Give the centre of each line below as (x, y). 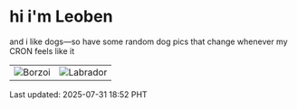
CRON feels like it (42, 50)
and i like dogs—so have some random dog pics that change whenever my (148, 41)
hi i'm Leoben (61, 17)
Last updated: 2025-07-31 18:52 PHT (78, 94)
